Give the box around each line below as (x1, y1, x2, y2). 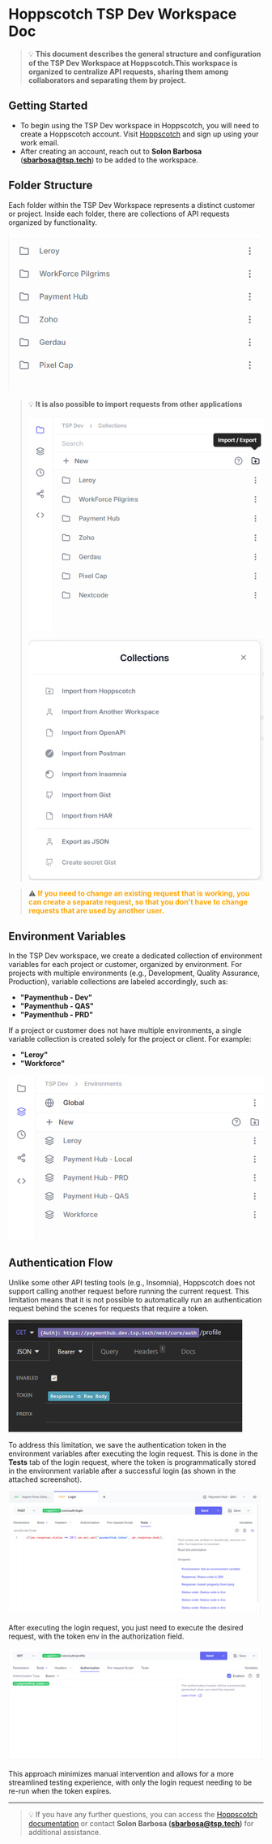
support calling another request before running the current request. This (8, 1286, 249, 1296)
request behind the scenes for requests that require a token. (8, 1303, 209, 1313)
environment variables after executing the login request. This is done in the (8, 1449, 258, 1458)
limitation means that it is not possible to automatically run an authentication (8, 1294, 262, 1304)
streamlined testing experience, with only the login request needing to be (8, 1777, 253, 1787)
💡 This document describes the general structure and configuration (28, 49, 261, 58)
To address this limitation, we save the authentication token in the (8, 1440, 227, 1449)
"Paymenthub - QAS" (19, 1001, 95, 1011)
